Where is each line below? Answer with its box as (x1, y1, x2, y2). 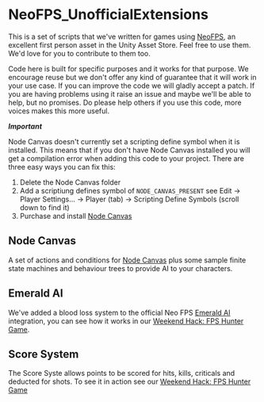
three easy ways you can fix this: (8, 162, 117, 171)
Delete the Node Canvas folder (19, 177, 121, 187)
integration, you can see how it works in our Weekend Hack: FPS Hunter (8, 316, 244, 326)
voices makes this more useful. (8, 105, 109, 116)
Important (8, 121, 42, 131)
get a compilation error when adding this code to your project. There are (8, 153, 244, 163)
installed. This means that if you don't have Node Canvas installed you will (8, 145, 251, 155)
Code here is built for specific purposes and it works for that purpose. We (8, 63, 249, 73)
